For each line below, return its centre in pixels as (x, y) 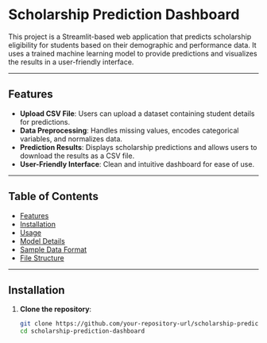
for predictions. (44, 121)
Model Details (42, 241)
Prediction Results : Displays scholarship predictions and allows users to (138, 147)
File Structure (42, 258)
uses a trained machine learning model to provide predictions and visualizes (133, 53)
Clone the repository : (56, 309)
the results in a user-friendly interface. (71, 62)
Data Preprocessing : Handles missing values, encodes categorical (129, 130)
